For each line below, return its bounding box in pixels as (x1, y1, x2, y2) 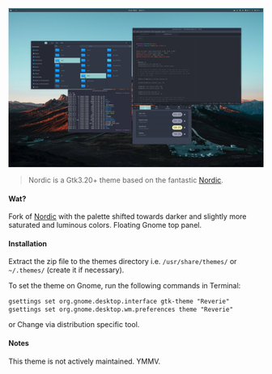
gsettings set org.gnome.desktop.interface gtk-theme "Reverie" (8, 297, 230, 306)
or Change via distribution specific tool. (8, 320, 140, 330)
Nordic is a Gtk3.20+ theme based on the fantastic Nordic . (28, 175, 224, 185)
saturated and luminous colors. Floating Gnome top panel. (8, 221, 202, 230)
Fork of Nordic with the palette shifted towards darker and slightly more (8, 212, 247, 221)
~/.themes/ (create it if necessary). (8, 265, 125, 275)
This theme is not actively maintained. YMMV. (8, 356, 160, 366)
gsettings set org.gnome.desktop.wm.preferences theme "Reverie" (8, 305, 233, 314)
